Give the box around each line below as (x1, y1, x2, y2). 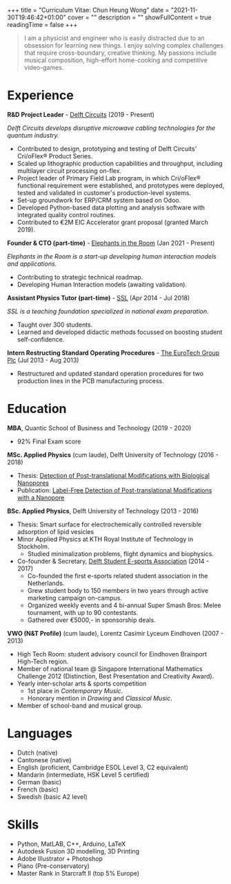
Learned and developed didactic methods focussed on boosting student (17, 328, 223, 336)
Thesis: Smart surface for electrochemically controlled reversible (17, 520, 202, 528)
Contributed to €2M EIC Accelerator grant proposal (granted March (17, 218, 209, 226)
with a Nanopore (17, 493, 65, 501)
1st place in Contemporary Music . (27, 686, 123, 694)
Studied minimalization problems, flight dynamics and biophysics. (27, 549, 214, 558)
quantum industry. (7, 131, 60, 139)
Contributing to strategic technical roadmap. (17, 273, 143, 281)
